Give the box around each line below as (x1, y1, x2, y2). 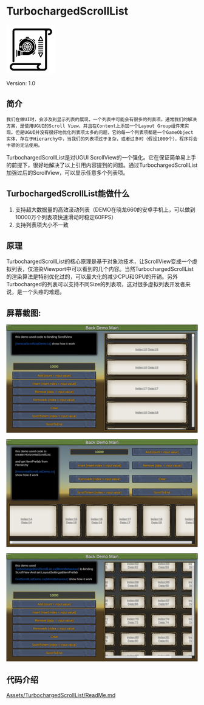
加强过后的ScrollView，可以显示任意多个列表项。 (6, 169, 129, 176)
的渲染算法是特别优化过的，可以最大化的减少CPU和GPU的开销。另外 (6, 273, 178, 281)
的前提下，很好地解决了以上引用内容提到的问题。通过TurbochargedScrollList (6, 161, 198, 169)
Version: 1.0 (6, 79, 36, 86)
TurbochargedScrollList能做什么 (6, 189, 130, 199)
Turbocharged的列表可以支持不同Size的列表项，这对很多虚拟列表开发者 (6, 281, 186, 288)
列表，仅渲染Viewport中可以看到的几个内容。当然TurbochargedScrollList (11, 265, 194, 273)
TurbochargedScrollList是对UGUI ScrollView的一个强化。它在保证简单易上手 (6, 153, 197, 161)
